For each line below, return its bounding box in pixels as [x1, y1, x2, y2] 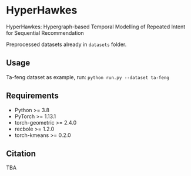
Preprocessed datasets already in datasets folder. [6, 41, 127, 48]
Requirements [6, 91, 59, 101]
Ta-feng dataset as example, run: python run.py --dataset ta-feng [6, 73, 169, 80]
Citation [6, 148, 36, 158]
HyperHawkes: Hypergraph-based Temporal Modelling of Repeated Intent [6, 23, 186, 30]
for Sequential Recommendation [6, 29, 84, 36]
